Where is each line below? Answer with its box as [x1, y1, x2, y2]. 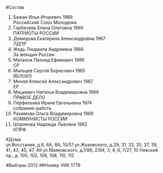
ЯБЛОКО [13, 73, 32, 79]
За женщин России [13, 51, 55, 57]
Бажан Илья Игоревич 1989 [13, 14, 73, 20]
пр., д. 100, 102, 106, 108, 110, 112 [6, 152, 75, 158]
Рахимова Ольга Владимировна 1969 [13, 110, 94, 117]
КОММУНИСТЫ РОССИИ [13, 116, 68, 122]
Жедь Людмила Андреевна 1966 [13, 46, 84, 52]
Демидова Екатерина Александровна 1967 [13, 35, 106, 41]
